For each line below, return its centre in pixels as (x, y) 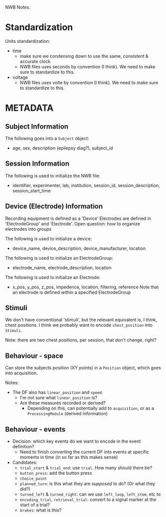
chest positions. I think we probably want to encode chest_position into (79, 325)
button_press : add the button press (56, 473)
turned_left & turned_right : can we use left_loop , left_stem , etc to (90, 494)
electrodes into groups (28, 229)
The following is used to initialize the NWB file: (53, 175)
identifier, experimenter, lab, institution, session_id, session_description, (86, 185)
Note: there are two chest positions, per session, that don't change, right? (81, 340)
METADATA (29, 108)
